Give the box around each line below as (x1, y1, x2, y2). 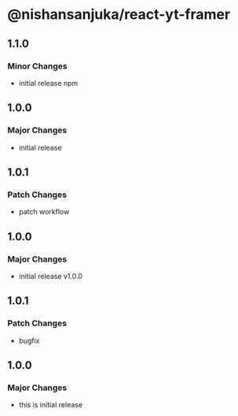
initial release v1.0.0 (18, 271, 83, 280)
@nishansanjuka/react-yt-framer (7, 6, 231, 24)
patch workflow (18, 207, 70, 217)
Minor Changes (7, 61, 68, 72)
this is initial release (18, 400, 83, 410)
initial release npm (18, 78, 79, 87)
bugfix (18, 336, 40, 345)
